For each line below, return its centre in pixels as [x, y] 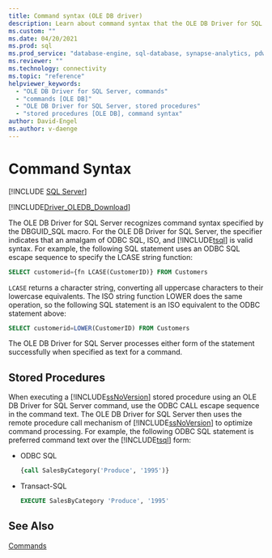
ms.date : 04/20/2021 [43, 38]
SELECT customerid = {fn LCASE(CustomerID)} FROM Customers [108, 272]
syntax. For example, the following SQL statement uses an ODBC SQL [124, 249]
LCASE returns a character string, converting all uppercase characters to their [136, 288]
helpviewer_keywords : [45, 83]
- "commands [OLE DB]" [54, 99]
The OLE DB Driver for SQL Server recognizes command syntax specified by [136, 223]
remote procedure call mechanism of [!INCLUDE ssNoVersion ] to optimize [131, 423]
